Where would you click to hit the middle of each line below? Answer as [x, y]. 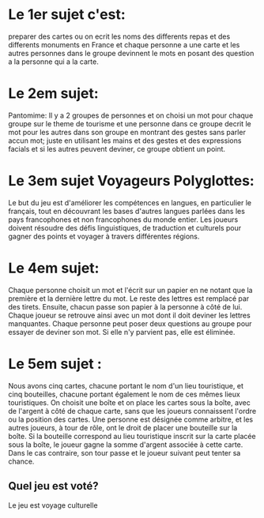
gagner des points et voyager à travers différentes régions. [104, 236]
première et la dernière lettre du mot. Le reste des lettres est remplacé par [129, 298]
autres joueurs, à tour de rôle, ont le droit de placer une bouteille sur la [123, 427]
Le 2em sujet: [53, 94]
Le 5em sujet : [55, 364]
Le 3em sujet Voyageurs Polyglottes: [131, 181]
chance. [21, 461]
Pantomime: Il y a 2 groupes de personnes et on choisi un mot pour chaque [131, 115]
